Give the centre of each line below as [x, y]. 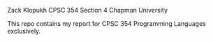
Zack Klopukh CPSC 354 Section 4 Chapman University [88, 10]
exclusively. [24, 31]
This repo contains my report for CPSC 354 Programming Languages [106, 23]
